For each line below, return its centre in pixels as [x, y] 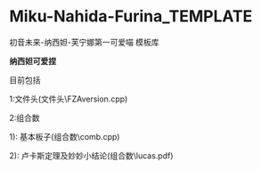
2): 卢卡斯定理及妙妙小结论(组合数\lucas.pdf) [91, 155]
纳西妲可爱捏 [33, 61]
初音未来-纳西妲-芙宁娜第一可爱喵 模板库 [84, 42]
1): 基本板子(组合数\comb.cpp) [65, 136]
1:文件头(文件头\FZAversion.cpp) [69, 99]
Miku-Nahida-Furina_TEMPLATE [131, 16]
